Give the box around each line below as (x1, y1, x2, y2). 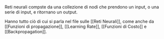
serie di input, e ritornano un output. (4, 9, 78, 15)
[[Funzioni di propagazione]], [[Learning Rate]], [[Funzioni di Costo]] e (4, 24, 147, 29)
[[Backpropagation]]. (4, 29, 47, 34)
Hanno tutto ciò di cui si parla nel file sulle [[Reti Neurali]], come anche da (4, 19, 154, 24)
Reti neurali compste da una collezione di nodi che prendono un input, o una (4, 4, 160, 10)
